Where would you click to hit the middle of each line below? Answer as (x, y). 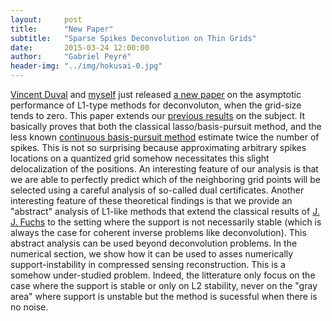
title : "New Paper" (62, 29)
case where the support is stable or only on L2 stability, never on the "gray (164, 285)
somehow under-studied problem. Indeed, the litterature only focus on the (163, 275)
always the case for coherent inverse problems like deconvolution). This (158, 232)
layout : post (46, 19)
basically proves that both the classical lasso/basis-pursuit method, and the (166, 126)
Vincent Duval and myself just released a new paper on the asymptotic (156, 94)
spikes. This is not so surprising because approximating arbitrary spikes (158, 147)
